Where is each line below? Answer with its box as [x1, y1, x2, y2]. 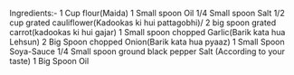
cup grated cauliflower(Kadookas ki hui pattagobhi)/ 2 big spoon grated [9, 17, 277, 28]
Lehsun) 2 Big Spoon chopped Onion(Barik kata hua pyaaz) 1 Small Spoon [9, 36, 285, 47]
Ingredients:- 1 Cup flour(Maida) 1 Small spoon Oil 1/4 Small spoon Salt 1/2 [9, 8, 285, 18]
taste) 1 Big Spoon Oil [9, 56, 90, 66]
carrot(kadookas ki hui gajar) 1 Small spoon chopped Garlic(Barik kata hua [9, 27, 286, 37]
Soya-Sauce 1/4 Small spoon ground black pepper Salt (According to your [9, 46, 285, 57]
